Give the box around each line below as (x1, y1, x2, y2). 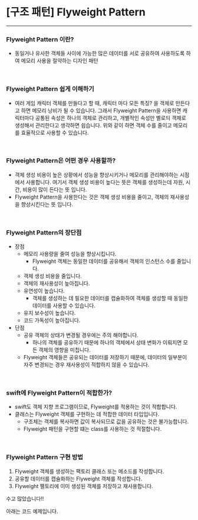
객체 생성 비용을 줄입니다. (23, 272, 82, 279)
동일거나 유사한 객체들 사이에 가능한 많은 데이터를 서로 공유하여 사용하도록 (14, 50, 185, 57)
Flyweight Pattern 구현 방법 (6, 453, 84, 461)
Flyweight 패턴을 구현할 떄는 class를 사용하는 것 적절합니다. (23, 425, 162, 433)
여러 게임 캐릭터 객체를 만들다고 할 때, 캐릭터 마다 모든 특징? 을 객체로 (14, 99, 174, 106)
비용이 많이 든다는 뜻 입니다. (22, 186, 87, 193)
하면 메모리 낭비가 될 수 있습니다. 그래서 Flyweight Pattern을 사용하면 (21, 107, 181, 114)
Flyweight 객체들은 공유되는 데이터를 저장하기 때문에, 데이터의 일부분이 (23, 354, 187, 361)
